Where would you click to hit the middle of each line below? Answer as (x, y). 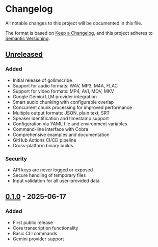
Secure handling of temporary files (49, 175)
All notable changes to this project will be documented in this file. (74, 23)
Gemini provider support (38, 239)
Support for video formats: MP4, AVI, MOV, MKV (63, 91)
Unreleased (24, 54)
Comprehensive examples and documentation (61, 134)
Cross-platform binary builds (43, 145)
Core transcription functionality (45, 228)
